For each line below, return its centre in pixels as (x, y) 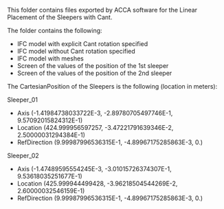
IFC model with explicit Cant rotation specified (82, 44)
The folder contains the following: (55, 31)
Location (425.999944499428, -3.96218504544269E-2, (97, 184)
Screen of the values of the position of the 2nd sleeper (94, 73)
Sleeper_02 (23, 155)
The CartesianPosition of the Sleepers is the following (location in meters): (112, 86)
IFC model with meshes (50, 58)
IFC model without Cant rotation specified (76, 51)
